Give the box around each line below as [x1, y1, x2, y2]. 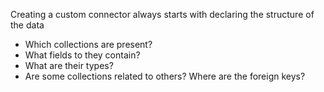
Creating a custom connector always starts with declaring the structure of [10, 9, 315, 20]
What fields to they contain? [24, 49, 141, 61]
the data [10, 19, 45, 31]
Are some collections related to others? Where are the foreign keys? [24, 70, 306, 82]
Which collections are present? [24, 39, 153, 50]
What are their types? [24, 60, 114, 71]
